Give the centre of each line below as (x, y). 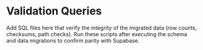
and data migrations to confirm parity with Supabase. (73, 40)
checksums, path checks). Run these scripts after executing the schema (97, 34)
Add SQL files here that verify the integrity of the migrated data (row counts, (102, 28)
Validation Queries (54, 11)
